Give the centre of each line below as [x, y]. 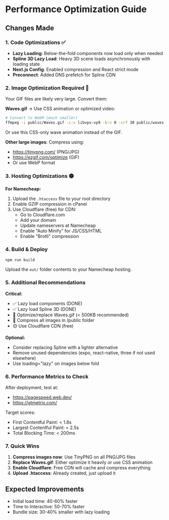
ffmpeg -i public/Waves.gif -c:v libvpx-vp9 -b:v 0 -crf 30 [70, 123]
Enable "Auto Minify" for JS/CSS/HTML [61, 231]
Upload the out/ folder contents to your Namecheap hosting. [69, 269]
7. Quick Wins [22, 446]
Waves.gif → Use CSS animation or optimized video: [60, 109]
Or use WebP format [34, 162]
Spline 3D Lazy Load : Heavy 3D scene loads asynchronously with [81, 59]
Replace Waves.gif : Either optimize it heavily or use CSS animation [82, 462]
